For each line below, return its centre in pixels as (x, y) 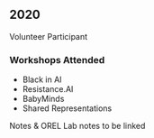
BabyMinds (43, 99)
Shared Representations (67, 108)
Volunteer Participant (49, 36)
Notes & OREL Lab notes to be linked (77, 126)
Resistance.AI (48, 89)
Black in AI (42, 79)
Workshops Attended (57, 60)
